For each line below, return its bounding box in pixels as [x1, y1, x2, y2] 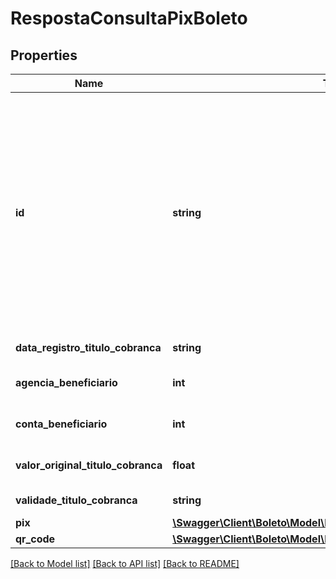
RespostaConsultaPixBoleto [10, 7, 248, 30]
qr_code [15, 532, 56, 546]
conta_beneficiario [15, 417, 108, 431]
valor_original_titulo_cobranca [15, 458, 163, 472]
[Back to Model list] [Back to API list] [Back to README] [10, 558, 240, 569]
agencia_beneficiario [15, 376, 118, 389]
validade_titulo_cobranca [15, 493, 138, 507]
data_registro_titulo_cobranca [15, 341, 162, 354]
